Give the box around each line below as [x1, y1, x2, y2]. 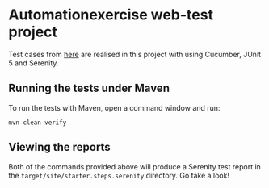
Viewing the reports [8, 140, 111, 154]
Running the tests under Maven [8, 81, 170, 95]
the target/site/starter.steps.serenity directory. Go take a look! [8, 170, 230, 180]
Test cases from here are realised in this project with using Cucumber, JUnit [8, 49, 261, 59]
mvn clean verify [8, 119, 67, 127]
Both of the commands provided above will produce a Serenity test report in [8, 161, 261, 171]
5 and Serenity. [8, 58, 59, 68]
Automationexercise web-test [8, 6, 214, 24]
